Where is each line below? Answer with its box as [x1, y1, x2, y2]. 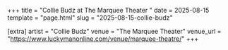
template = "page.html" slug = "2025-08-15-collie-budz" [7, 13, 173, 22]
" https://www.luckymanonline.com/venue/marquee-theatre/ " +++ [7, 35, 199, 43]
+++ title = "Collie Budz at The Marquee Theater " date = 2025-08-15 [7, 6, 210, 14]
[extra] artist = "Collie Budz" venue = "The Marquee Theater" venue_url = [7, 27, 222, 35]
